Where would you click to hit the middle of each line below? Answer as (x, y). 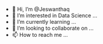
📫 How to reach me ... (40, 35)
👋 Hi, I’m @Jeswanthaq (41, 9)
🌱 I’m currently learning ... (44, 22)
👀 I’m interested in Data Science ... (55, 15)
